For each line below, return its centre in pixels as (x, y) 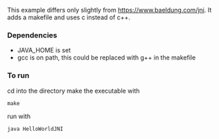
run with (19, 116)
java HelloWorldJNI (35, 129)
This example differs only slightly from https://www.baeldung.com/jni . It (109, 10)
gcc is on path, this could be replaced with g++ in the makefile (106, 57)
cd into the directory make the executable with (73, 91)
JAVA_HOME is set (44, 50)
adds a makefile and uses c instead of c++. (69, 17)
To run (18, 75)
